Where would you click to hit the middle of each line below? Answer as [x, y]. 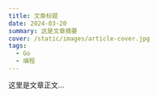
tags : [17, 46]
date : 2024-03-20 [38, 23]
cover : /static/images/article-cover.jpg [79, 38]
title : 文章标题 [33, 16]
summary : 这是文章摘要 [43, 31]
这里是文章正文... [36, 85]
